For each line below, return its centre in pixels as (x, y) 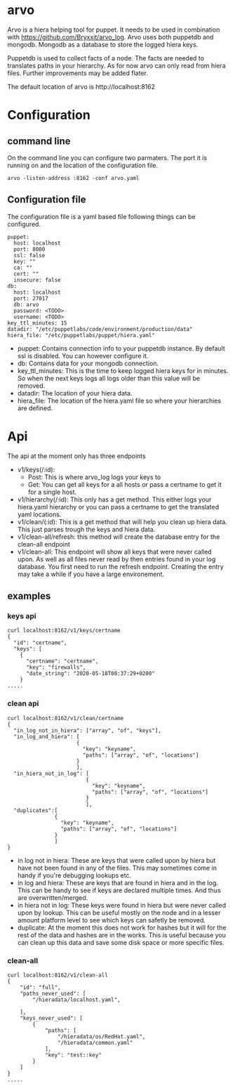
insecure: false (37, 280)
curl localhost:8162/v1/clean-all (58, 975)
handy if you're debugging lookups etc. (74, 875)
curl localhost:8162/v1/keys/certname (64, 631)
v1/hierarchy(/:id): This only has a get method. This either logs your (114, 499)
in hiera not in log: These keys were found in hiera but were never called (122, 905)
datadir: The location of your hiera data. (75, 393)
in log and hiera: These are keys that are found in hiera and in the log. (118, 882)
